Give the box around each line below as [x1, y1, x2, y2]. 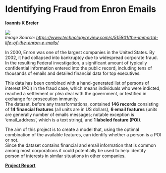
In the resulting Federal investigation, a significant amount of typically [5, 59, 147, 65]
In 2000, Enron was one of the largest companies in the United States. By [5, 49, 155, 55]
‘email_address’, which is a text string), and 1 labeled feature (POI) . [5, 116, 142, 122]
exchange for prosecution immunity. [5, 96, 79, 102]
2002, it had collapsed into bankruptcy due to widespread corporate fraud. [5, 55, 158, 60]
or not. [5, 137, 19, 143]
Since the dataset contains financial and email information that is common [5, 142, 156, 148]
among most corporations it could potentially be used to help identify [5, 147, 146, 153]
